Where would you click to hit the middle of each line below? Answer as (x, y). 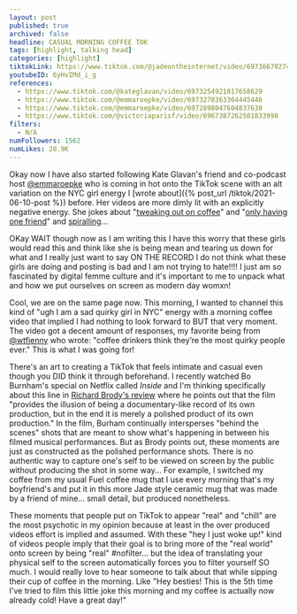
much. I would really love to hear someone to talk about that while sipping (143, 572)
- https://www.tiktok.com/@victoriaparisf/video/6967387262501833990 (148, 116)
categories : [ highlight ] (55, 58)
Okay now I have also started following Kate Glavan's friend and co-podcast (148, 174)
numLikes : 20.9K (39, 149)
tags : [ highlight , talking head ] (71, 50)
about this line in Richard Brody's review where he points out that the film (142, 395)
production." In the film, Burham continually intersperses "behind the (134, 423)
